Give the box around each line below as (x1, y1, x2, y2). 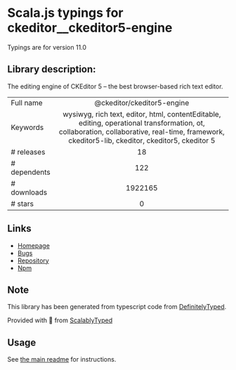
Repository (17, 256, 49, 265)
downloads (11, 187, 48, 197)
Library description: (7, 63, 96, 75)
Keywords (11, 122, 44, 132)
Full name (11, 98, 44, 107)
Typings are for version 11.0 (7, 43, 86, 51)
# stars (11, 199, 34, 209)
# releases (11, 147, 46, 157)
